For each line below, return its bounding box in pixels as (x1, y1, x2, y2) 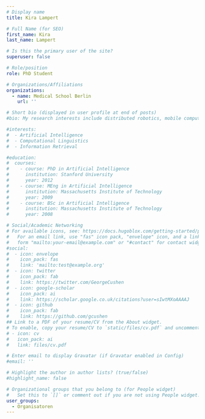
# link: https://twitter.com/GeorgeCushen (6, 279, 124, 285)
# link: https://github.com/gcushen (6, 313, 108, 320)
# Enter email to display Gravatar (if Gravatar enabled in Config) (6, 353, 184, 359)
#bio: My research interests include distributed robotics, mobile (6, 116, 182, 122)
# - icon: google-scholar (6, 285, 75, 291)
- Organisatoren (12, 403, 53, 410)
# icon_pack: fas (6, 256, 59, 263)
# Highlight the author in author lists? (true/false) (6, 369, 149, 376)
